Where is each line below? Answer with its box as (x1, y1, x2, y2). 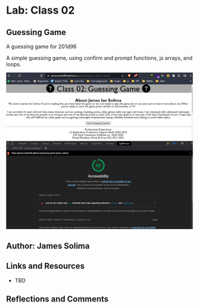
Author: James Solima (6, 241, 90, 251)
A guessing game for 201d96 (6, 43, 77, 50)
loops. (6, 61, 22, 68)
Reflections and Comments (6, 294, 109, 304)
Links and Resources (6, 261, 85, 271)
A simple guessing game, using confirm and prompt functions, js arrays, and (6, 55, 192, 61)
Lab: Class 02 (6, 4, 75, 17)
